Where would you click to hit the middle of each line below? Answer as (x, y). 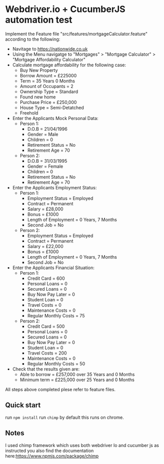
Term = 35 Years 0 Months (47, 81)
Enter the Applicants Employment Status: (54, 187)
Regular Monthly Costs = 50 (56, 364)
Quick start (23, 405)
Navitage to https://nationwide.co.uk (50, 49)
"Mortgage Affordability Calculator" (49, 59)
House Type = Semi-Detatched (52, 107)
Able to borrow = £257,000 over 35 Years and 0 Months (77, 374)
